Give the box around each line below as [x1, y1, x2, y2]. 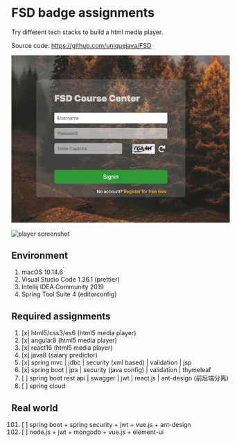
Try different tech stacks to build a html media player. [11, 28, 164, 36]
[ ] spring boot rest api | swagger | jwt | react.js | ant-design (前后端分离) [21, 374, 229, 382]
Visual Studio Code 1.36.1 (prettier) [21, 275, 120, 284]
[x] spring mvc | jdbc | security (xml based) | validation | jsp [21, 358, 192, 367]
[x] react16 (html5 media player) [21, 344, 113, 352]
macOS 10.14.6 [21, 268, 64, 276]
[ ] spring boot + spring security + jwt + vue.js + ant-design [21, 421, 191, 429]
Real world [11, 402, 58, 414]
